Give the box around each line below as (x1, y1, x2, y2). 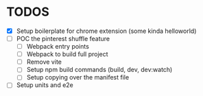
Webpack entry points (26, 43, 90, 51)
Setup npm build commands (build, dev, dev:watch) (26, 66, 173, 74)
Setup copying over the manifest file (26, 73, 130, 82)
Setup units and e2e (16, 81, 73, 89)
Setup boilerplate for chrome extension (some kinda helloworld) (16, 27, 197, 35)
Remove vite (26, 58, 62, 66)
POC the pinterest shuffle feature (16, 35, 110, 43)
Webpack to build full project (26, 50, 108, 58)
